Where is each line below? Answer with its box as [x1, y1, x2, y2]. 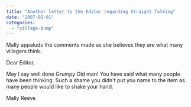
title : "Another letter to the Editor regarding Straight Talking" [6, 8, 176, 15]
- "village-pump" [11, 25, 54, 31]
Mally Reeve [6, 95, 36, 102]
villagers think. [6, 48, 42, 55]
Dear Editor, [6, 59, 35, 66]
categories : [6, 20, 35, 25]
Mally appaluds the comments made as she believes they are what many [6, 41, 183, 48]
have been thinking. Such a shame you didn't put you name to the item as [6, 77, 185, 84]
